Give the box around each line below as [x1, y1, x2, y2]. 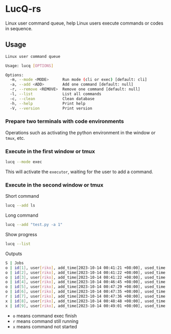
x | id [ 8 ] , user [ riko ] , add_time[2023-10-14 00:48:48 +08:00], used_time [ [5, 298, 168, 304]
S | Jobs [5, 260, 24, 265]
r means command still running [12, 318, 79, 324]
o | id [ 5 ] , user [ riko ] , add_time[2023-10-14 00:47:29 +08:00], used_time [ [5, 284, 168, 289]
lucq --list [5, 241, 31, 246]
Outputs [5, 251, 22, 257]
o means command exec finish [12, 312, 77, 319]
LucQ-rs [5, 3, 41, 15]
